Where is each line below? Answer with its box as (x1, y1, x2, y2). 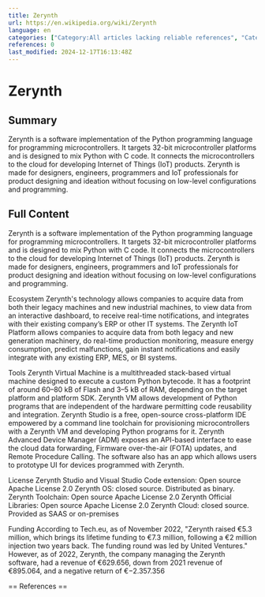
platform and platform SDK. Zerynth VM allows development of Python (8, 393, 237, 402)
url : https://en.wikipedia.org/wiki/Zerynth (8, 19, 157, 27)
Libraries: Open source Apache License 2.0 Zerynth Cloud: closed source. (8, 500, 250, 509)
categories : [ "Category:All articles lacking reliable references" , (8, 33, 238, 42)
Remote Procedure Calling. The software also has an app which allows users (8, 451, 257, 461)
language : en (8, 26, 51, 34)
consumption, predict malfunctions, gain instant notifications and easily (8, 344, 241, 353)
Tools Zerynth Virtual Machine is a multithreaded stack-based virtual (8, 368, 231, 377)
